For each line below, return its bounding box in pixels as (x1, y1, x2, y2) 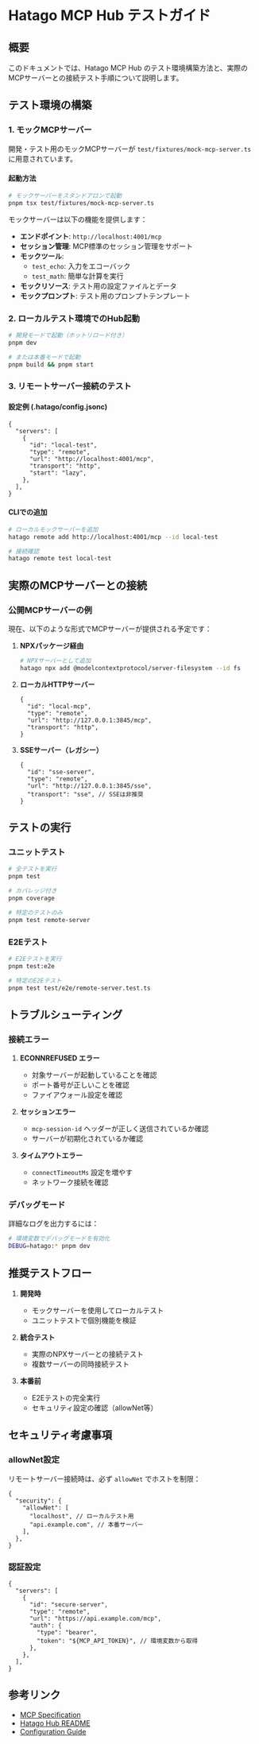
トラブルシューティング (8, 1008, 123, 1021)
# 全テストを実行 (8, 865, 57, 874)
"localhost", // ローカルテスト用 (29, 1512, 134, 1520)
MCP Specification (19, 1710, 81, 1719)
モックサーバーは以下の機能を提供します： (8, 215, 148, 224)
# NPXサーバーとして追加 (19, 657, 91, 665)
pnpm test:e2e (8, 962, 56, 970)
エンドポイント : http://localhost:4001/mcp (19, 231, 162, 241)
